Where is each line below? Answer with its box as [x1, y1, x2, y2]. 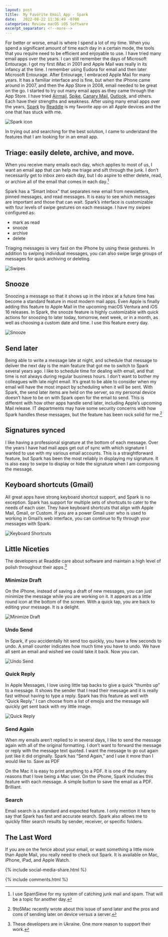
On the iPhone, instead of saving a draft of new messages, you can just [5, 588, 152, 594]
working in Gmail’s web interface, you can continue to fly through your [5, 515, 150, 521]
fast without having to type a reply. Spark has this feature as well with [5, 693, 148, 699]
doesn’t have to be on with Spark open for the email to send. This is [5, 395, 144, 401]
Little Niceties [5, 545, 49, 553]
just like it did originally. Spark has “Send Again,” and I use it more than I [5, 753, 153, 759]
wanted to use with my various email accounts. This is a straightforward [5, 450, 153, 456]
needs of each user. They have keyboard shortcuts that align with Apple [5, 505, 153, 511]
